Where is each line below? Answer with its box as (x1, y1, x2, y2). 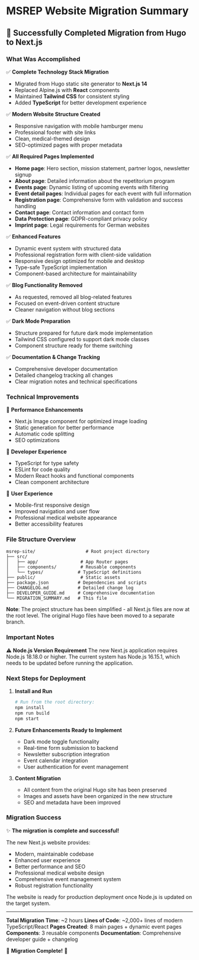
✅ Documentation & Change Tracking (6, 353, 101, 360)
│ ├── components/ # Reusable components (6, 564, 136, 570)
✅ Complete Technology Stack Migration (6, 68, 109, 75)
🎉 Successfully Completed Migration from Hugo (6, 28, 187, 38)
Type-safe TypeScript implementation (14, 263, 108, 271)
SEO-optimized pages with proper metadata (14, 141, 123, 148)
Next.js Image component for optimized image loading (14, 418, 147, 425)
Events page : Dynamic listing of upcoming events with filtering (14, 183, 169, 190)
